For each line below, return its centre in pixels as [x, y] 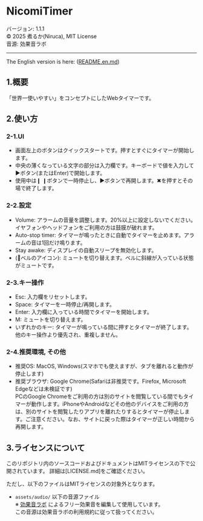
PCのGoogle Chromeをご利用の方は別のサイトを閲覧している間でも [99, 397]
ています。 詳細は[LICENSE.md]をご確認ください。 [85, 471]
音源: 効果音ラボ [26, 44]
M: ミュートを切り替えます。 [50, 320]
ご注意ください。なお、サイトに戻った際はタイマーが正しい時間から [110, 419]
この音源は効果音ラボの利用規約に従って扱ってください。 [86, 512]
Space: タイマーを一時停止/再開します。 [65, 305]
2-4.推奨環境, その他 [36, 351]
